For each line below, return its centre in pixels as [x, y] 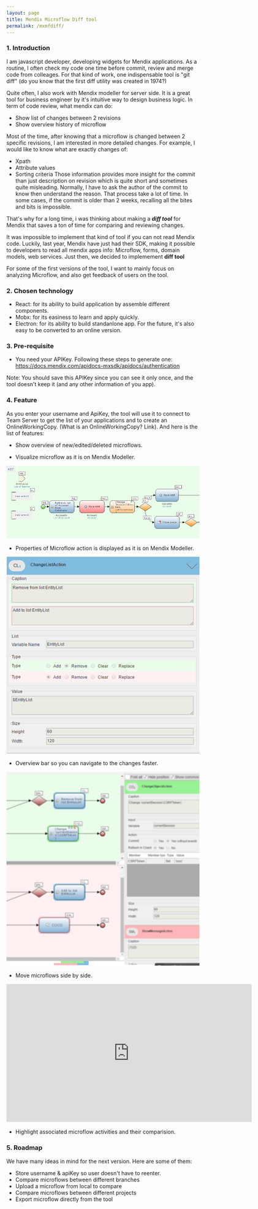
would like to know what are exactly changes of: [67, 149]
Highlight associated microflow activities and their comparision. [95, 1132]
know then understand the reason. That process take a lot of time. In [102, 194]
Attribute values [35, 167]
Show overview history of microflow [61, 124]
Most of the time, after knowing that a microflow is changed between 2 [96, 136]
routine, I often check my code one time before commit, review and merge [100, 68]
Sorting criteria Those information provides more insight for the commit [105, 174]
